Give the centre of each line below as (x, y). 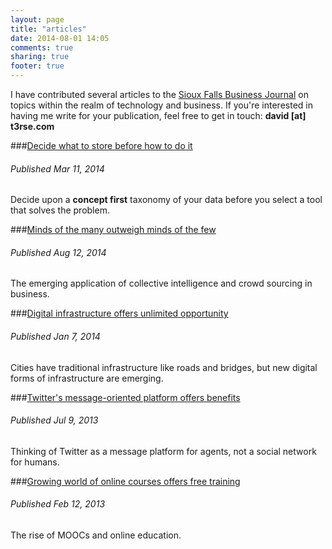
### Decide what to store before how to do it (101, 145)
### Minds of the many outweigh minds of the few (113, 230)
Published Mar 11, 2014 (57, 168)
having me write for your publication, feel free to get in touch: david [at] (158, 115)
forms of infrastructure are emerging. (87, 378)
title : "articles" (48, 29)
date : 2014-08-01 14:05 (60, 38)
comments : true (42, 47)
